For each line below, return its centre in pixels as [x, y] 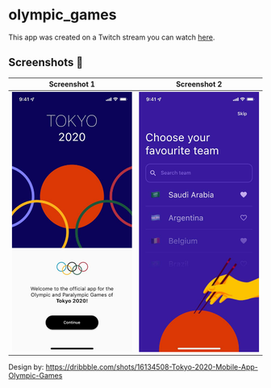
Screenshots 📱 [46, 63]
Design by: [26, 367]
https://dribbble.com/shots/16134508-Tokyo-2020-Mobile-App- [152, 367]
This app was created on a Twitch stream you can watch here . [112, 37]
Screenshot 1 [72, 84]
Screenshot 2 [199, 84]
